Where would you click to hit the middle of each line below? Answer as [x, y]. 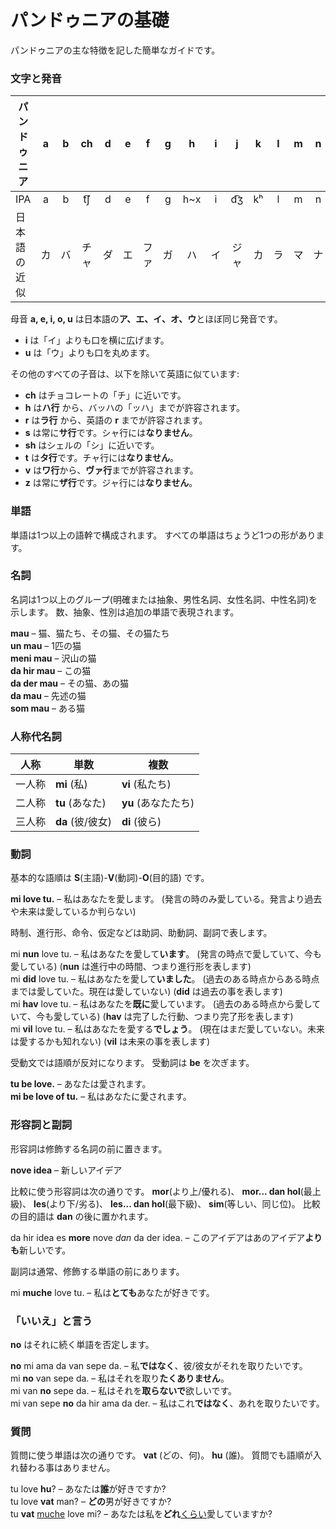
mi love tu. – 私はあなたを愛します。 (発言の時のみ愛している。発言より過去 [166, 899]
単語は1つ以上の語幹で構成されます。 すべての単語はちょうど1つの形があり [163, 535]
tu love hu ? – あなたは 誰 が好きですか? [88, 1489]
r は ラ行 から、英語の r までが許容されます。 [116, 420]
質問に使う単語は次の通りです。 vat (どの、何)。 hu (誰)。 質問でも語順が [161, 1455]
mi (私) [71, 784]
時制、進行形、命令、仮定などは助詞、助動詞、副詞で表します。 [141, 933]
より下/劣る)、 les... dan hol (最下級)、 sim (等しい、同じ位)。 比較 [185, 1203]
